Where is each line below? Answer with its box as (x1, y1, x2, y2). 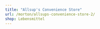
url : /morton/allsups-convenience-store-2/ (5, 12, 96, 17)
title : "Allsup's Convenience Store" (5, 7, 82, 12)
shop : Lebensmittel (5, 16, 45, 21)
